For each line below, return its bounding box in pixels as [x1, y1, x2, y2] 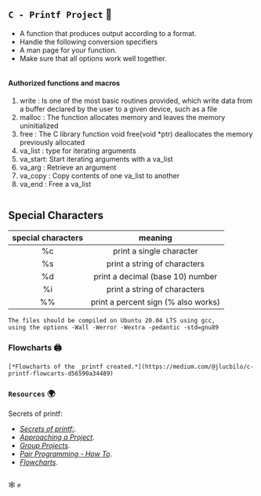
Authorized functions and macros [8, 78, 120, 88]
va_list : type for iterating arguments [19, 146, 136, 155]
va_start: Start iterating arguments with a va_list [19, 155, 174, 164]
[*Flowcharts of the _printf [8, 363, 103, 371]
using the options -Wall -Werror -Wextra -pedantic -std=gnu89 [8, 323, 219, 331]
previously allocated [19, 138, 85, 148]
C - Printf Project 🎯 [8, 8, 113, 21]
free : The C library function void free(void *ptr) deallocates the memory [19, 129, 253, 139]
